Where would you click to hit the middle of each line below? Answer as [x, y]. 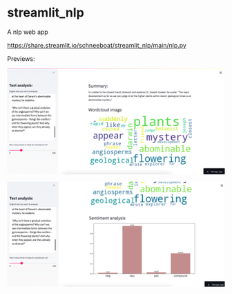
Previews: [21, 58]
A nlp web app [28, 32]
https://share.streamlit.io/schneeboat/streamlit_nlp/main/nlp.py [97, 45]
